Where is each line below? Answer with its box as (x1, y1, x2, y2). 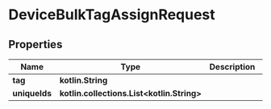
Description (209, 62, 256, 72)
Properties (8, 38, 63, 51)
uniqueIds (12, 88, 52, 99)
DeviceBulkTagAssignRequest (8, 6, 215, 24)
